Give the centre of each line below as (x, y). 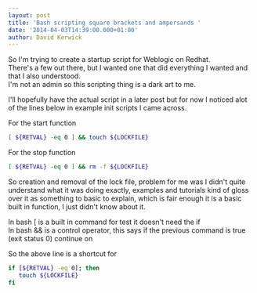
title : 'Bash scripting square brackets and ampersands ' (105, 23)
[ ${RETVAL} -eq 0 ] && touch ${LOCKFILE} (78, 138)
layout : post (29, 15)
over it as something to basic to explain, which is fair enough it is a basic (125, 198)
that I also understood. (44, 76)
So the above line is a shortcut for (63, 254)
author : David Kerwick (45, 37)
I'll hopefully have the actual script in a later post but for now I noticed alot (128, 99)
